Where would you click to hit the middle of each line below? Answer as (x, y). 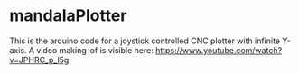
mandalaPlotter (68, 16)
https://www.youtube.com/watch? (219, 50)
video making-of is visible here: (94, 50)
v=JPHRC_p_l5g (39, 60)
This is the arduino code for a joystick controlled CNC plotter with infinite (145, 41)
